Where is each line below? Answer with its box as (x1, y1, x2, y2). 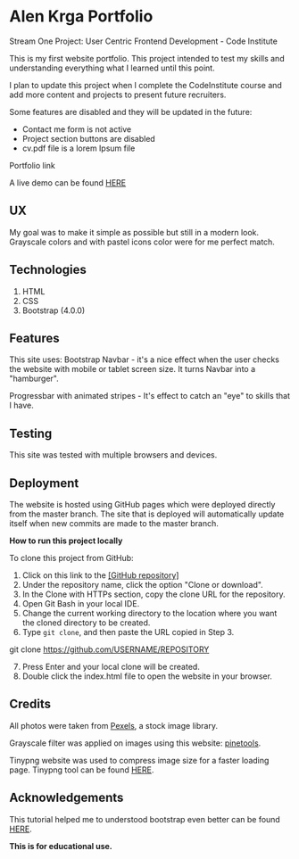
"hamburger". (9, 373, 60, 384)
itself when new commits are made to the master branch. (9, 518, 219, 528)
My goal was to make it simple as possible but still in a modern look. (9, 227, 260, 237)
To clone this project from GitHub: (9, 553, 134, 563)
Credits (9, 697, 52, 712)
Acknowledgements (9, 790, 124, 805)
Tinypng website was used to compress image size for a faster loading (9, 755, 270, 765)
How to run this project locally (9, 535, 123, 546)
